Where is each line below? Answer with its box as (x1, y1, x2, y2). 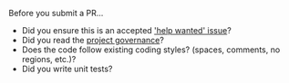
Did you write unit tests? (21, 63, 113, 74)
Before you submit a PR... (8, 8, 104, 18)
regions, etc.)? (21, 54, 77, 64)
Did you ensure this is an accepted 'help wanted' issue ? (21, 25, 232, 35)
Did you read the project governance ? (21, 35, 165, 45)
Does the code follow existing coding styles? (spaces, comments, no (21, 44, 281, 55)
